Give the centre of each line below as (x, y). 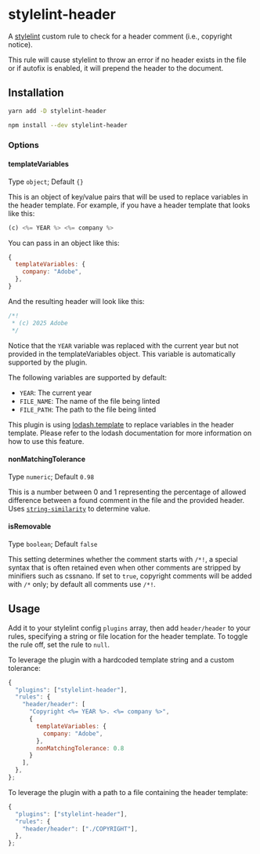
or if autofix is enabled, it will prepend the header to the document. (116, 68)
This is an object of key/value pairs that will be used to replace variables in (128, 196)
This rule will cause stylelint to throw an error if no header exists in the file (127, 60)
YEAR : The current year (56, 392)
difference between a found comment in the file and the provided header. (126, 500)
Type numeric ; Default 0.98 (51, 476)
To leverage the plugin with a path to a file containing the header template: (128, 792)
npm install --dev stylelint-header (68, 125)
